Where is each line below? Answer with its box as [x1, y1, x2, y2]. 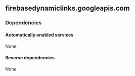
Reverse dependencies [5, 55, 55, 61]
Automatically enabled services [5, 31, 74, 37]
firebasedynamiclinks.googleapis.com [5, 4, 130, 13]
